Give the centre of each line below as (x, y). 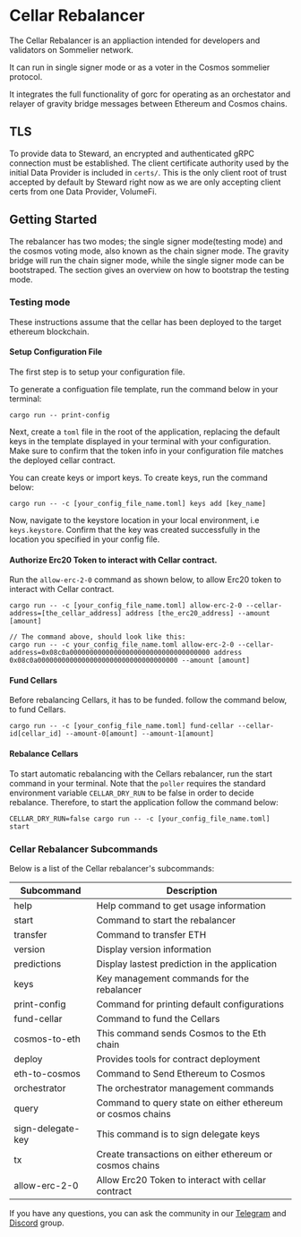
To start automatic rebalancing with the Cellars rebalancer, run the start (141, 773)
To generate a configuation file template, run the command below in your (144, 390)
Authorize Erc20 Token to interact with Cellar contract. (113, 560)
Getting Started (53, 220)
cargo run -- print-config (60, 416)
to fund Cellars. (38, 709)
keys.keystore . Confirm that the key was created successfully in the (135, 530)
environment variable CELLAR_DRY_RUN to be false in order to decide (132, 793)
